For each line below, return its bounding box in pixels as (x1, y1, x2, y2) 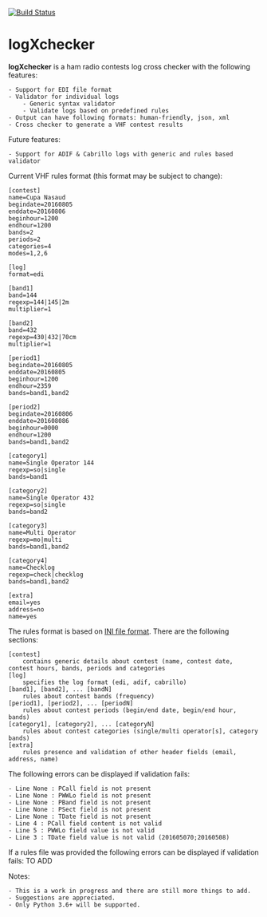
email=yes (8, 599, 41, 607)
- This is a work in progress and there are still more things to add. (8, 887, 251, 895)
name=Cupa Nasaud (8, 193, 66, 201)
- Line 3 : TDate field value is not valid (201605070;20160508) (8, 833, 230, 841)
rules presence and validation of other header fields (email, (22, 748, 238, 756)
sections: (8, 634, 38, 644)
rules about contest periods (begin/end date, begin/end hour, (22, 706, 238, 714)
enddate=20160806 (8, 208, 66, 215)
